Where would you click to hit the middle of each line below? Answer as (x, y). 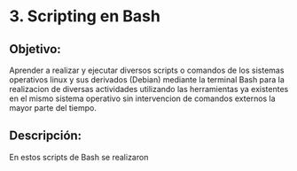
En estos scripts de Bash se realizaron (79, 157)
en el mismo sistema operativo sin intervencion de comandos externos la (143, 98)
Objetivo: (35, 49)
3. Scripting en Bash (85, 16)
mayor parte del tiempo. (53, 108)
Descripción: (46, 136)
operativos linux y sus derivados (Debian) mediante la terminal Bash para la (147, 80)
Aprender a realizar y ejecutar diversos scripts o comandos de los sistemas (147, 70)
